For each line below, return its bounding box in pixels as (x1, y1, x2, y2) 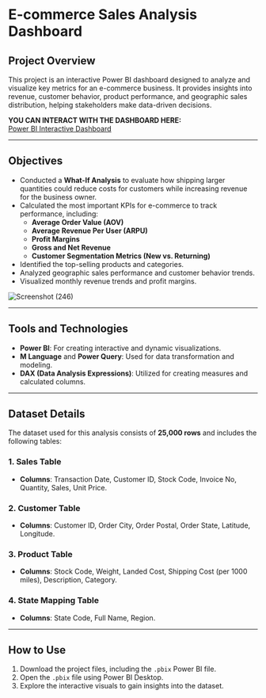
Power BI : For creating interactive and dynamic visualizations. (19, 343, 222, 353)
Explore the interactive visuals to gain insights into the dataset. (19, 681, 224, 691)
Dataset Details (8, 407, 85, 421)
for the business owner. (19, 192, 97, 201)
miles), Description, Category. (19, 575, 117, 585)
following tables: (8, 437, 62, 446)
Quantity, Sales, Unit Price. (19, 482, 108, 492)
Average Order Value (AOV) (31, 217, 124, 227)
